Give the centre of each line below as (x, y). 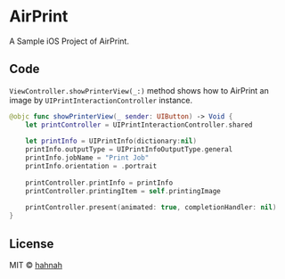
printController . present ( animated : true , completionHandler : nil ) (151, 208)
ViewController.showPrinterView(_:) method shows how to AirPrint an (139, 90)
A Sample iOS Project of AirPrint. (69, 41)
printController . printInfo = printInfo (99, 183)
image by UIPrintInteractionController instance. (101, 100)
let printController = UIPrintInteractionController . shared (139, 125)
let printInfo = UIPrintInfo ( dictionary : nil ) (111, 141)
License (32, 244)
